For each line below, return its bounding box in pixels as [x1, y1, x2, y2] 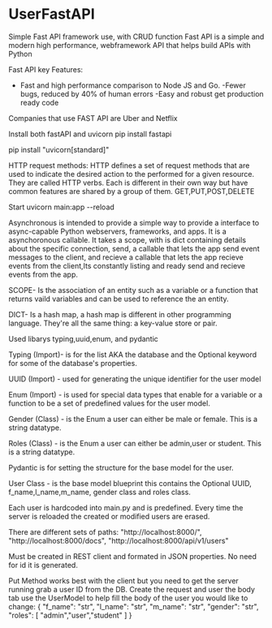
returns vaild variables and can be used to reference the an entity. [8, 294, 229, 303]
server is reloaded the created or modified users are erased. [8, 511, 210, 521]
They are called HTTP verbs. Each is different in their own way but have [8, 178, 248, 187]
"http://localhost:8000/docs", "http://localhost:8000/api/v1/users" [8, 536, 229, 545]
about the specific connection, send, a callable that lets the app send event [8, 243, 260, 253]
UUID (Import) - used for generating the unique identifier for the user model [8, 374, 261, 384]
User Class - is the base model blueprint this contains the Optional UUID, [8, 478, 252, 488]
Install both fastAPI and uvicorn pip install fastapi [8, 129, 172, 139]
